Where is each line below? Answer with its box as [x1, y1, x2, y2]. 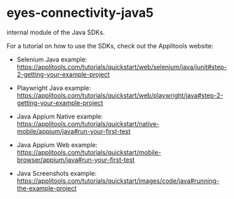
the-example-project [16, 184, 77, 192]
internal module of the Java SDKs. [6, 28, 105, 36]
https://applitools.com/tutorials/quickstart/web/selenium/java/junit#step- [16, 62, 227, 71]
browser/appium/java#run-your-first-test [16, 156, 135, 164]
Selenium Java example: [16, 55, 88, 64]
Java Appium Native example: [16, 112, 103, 121]
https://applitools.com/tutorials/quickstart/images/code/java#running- [16, 177, 220, 185]
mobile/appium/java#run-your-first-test [16, 127, 131, 135]
